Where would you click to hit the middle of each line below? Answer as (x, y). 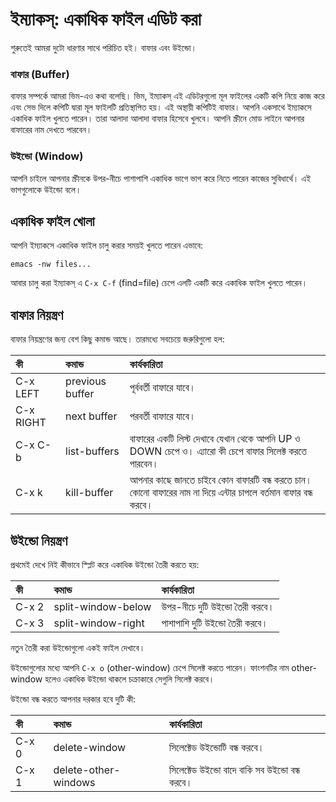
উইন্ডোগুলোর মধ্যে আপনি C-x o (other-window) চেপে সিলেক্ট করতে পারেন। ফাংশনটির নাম (150, 667)
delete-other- (87, 770)
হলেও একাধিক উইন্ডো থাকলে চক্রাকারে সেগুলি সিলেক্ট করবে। (129, 679)
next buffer (91, 416)
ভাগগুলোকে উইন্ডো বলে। (46, 189)
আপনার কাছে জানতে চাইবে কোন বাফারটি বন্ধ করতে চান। (221, 480)
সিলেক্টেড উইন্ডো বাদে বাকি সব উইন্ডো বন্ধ (234, 770)
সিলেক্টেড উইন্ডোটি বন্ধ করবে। (216, 747)
